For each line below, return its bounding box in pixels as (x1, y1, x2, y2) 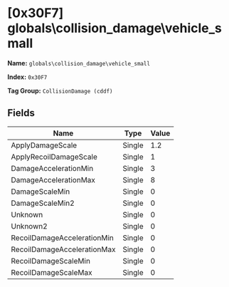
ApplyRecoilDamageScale (11, 152, 97, 162)
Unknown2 (11, 221, 48, 231)
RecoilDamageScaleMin (11, 256, 91, 266)
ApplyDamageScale (11, 140, 78, 150)
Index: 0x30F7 (7, 73, 48, 81)
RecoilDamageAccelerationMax (11, 244, 116, 254)
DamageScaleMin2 (11, 198, 75, 208)
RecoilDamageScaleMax (11, 267, 92, 277)
